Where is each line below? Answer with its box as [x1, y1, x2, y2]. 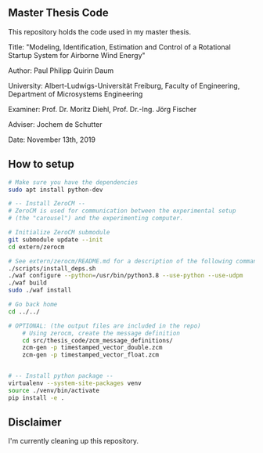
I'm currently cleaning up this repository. [8, 437, 139, 446]
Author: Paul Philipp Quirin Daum [8, 66, 114, 75]
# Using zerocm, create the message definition [22, 329, 180, 337]
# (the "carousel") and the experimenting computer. [8, 215, 184, 223]
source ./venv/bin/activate [8, 386, 100, 394]
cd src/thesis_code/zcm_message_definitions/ [22, 336, 174, 344]
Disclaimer [8, 415, 62, 429]
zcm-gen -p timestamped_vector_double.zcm [22, 344, 163, 352]
